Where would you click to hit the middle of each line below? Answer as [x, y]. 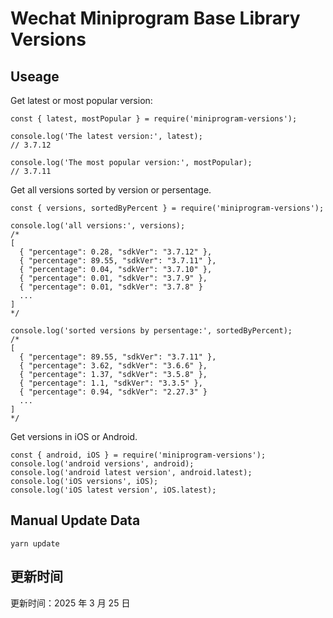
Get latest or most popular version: [81, 100]
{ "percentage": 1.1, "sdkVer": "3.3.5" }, [111, 383]
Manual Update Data [75, 520]
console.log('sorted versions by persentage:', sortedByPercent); [151, 331]
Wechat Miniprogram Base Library [155, 18]
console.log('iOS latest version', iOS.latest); [113, 490]
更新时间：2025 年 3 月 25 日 [70, 603]
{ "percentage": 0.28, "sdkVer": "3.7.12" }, [116, 252]
